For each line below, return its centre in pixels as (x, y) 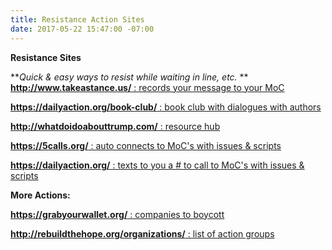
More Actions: (40, 195)
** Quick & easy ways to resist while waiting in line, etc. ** (129, 77)
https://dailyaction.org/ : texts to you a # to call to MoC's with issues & (157, 165)
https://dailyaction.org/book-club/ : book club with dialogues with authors (166, 107)
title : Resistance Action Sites (77, 19)
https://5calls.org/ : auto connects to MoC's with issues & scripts (146, 145)
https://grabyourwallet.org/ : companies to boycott (117, 214)
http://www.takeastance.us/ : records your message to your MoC (147, 87)
